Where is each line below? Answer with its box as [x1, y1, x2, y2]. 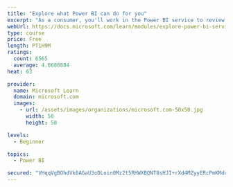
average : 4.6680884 [13, 62, 70, 69]
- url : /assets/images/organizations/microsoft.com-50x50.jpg [19, 107, 203, 114]
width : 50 [25, 113, 54, 120]
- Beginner [13, 138, 45, 145]
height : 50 [25, 119, 58, 126]
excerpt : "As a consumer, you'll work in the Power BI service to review [7, 17, 225, 24]
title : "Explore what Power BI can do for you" [7, 10, 148, 17]
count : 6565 [13, 55, 49, 62]
